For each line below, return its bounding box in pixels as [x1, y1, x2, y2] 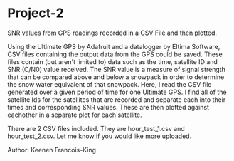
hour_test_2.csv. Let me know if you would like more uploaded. [7, 132, 192, 140]
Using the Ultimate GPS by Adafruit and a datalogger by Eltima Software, [7, 42, 220, 51]
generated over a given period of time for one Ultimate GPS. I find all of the [7, 88, 227, 96]
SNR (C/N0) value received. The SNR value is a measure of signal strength [7, 65, 226, 73]
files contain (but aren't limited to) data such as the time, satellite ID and [7, 57, 218, 66]
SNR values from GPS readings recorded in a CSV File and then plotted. [7, 28, 218, 37]
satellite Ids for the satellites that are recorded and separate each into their [7, 95, 226, 104]
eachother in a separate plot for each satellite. [7, 110, 142, 119]
